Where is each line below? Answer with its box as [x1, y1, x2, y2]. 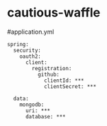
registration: [32, 65, 72, 72]
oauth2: [19, 53, 41, 60]
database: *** [25, 113, 67, 120]
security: [13, 47, 41, 54]
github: [37, 71, 60, 78]
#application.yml [7, 28, 54, 36]
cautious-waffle [7, 5, 101, 21]
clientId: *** [43, 77, 84, 84]
